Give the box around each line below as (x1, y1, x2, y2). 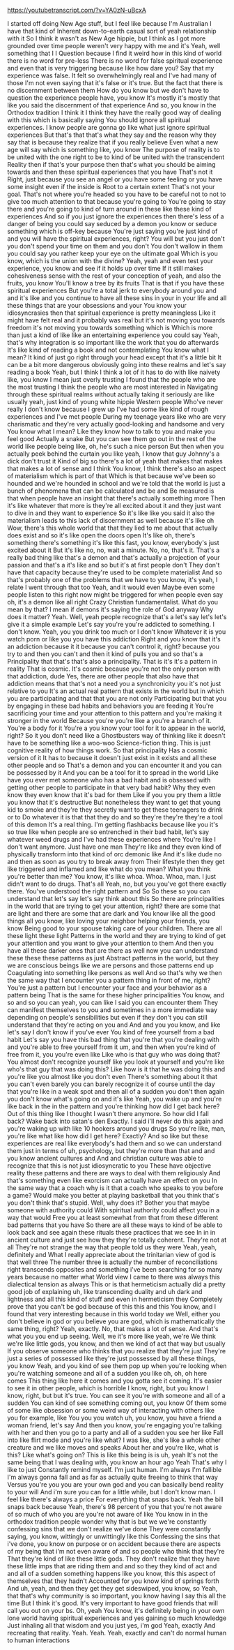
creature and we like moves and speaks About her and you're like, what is (7, 1443, 219, 1451)
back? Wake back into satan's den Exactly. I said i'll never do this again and (7, 1117, 224, 1125)
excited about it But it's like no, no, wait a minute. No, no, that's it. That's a (7, 546, 220, 554)
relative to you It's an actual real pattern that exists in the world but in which (7, 687, 225, 695)
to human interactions (7, 1636, 70, 1644)
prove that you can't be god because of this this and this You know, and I (7, 1302, 217, 1311)
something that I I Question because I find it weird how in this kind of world (7, 49, 222, 57)
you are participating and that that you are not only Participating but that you (7, 694, 227, 702)
